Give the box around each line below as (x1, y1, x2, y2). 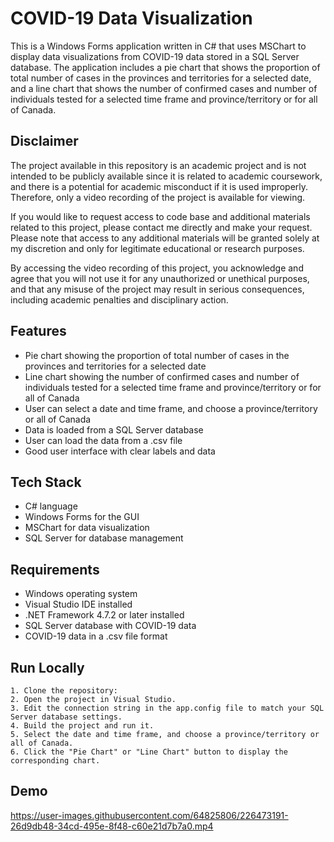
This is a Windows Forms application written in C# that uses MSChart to (10, 40, 307, 52)
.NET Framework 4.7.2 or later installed (24, 609, 185, 621)
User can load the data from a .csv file (24, 434, 183, 446)
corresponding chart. (10, 756, 101, 766)
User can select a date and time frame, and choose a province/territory (24, 402, 318, 414)
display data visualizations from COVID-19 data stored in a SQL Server (10, 50, 300, 62)
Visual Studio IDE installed (24, 598, 133, 611)
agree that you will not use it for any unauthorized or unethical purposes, (10, 272, 310, 284)
